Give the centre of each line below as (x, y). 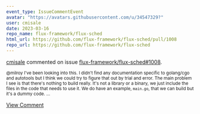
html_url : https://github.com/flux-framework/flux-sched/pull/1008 (92, 39)
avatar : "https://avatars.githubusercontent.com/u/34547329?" (85, 17)
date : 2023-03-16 (28, 28)
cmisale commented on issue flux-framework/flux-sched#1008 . (84, 62)
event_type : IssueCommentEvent (45, 12)
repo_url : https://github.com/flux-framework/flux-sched (78, 45)
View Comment (25, 104)
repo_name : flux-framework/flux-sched (54, 34)
